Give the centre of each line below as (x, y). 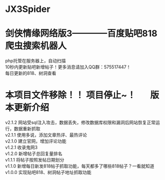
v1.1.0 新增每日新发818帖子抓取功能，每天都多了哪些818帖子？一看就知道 (80, 166)
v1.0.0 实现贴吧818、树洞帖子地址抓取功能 (48, 173)
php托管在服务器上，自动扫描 (35, 61)
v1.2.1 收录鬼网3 (21, 148)
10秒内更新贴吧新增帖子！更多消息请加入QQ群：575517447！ (68, 67)
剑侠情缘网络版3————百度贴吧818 (81, 34)
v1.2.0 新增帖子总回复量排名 (34, 154)
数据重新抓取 (27, 129)
